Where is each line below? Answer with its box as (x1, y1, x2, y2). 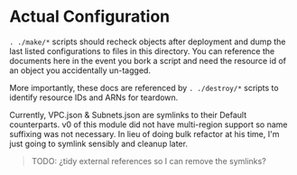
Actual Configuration (9, 6, 171, 27)
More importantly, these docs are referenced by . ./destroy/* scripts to (9, 82, 279, 93)
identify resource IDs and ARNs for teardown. (9, 92, 179, 103)
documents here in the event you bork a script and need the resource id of (9, 55, 287, 66)
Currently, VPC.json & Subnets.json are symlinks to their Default (9, 109, 246, 120)
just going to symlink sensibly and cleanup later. (9, 138, 188, 149)
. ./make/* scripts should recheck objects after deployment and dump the (9, 36, 286, 47)
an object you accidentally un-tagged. (9, 65, 152, 76)
